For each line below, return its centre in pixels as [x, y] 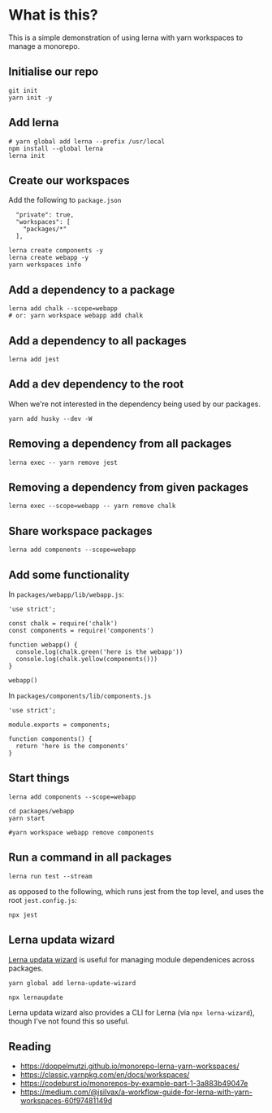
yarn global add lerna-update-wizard [72, 983]
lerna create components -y [56, 251]
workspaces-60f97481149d [66, 1101]
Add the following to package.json [65, 200]
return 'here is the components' [72, 747]
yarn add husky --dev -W [50, 418]
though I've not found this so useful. [69, 1021]
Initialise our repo [54, 72]
